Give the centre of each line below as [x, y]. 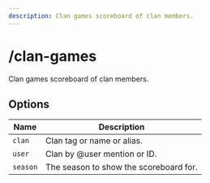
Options [29, 104]
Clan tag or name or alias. [94, 141]
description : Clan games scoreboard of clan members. [101, 16]
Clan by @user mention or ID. [101, 154]
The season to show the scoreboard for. [122, 168]
